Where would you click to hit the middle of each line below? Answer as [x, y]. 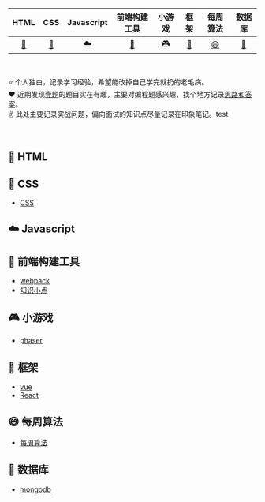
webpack [34, 281]
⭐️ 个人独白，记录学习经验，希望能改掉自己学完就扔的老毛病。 [108, 82]
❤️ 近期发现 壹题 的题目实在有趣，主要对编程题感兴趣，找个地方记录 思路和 [127, 94]
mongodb [35, 489]
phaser [31, 341]
